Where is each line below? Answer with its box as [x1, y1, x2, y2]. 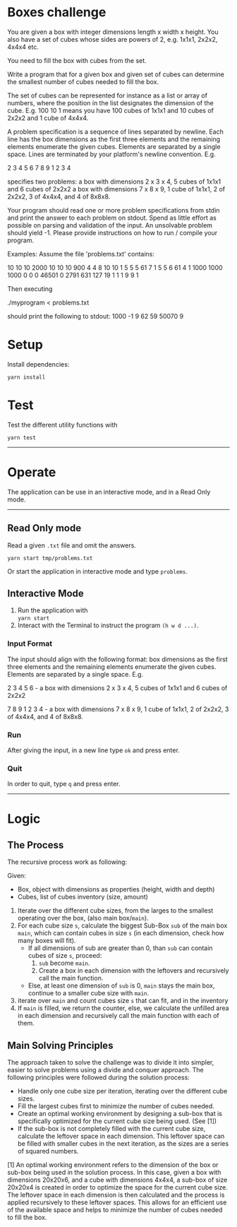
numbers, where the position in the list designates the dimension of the [7, 98, 214, 107]
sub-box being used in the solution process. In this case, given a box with [7, 1168, 221, 1177]
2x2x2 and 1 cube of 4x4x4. [7, 114, 89, 122]
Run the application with [17, 606, 88, 615]
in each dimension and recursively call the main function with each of [17, 1012, 220, 1020]
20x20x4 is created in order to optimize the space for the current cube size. [7, 1183, 228, 1192]
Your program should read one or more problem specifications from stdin [7, 206, 220, 214]
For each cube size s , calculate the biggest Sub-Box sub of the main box [17, 921, 228, 930]
